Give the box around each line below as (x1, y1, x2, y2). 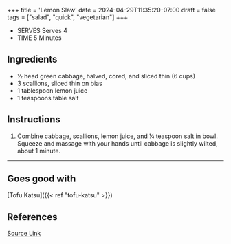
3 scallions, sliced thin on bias (16, 79, 103, 87)
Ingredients (7, 54, 58, 65)
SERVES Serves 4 (16, 27, 67, 34)
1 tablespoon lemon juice (16, 86, 88, 95)
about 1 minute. (16, 146, 60, 155)
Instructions (7, 113, 60, 126)
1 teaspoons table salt (16, 93, 79, 102)
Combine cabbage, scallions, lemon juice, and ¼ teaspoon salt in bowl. (16, 132, 219, 140)
